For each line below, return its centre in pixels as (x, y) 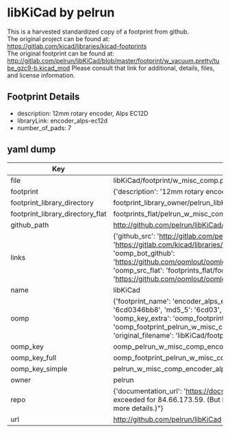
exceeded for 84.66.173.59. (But (166, 399)
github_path (30, 225)
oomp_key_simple (39, 369)
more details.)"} (138, 408)
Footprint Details (43, 97)
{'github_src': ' (136, 236)
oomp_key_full (34, 358)
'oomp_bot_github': (144, 253)
